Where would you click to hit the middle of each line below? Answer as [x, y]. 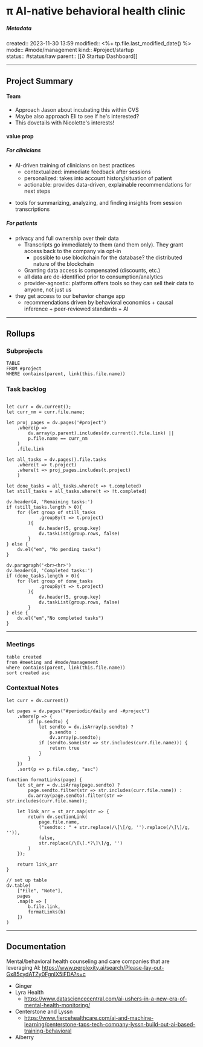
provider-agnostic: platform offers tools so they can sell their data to [109, 283]
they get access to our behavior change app [70, 296]
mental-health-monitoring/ [57, 1005]
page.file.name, [59, 822]
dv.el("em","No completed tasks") [60, 618]
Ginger [23, 985]
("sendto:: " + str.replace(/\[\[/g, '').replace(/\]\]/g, [114, 827]
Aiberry [24, 1037]
